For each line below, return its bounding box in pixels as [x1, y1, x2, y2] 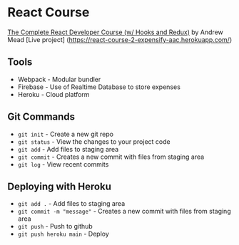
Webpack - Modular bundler [17, 75, 101, 83]
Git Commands [7, 111, 76, 123]
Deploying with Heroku [7, 180, 112, 192]
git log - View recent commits [17, 160, 109, 168]
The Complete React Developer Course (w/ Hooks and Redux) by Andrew [7, 28, 223, 36]
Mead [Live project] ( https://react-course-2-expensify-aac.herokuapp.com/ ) [7, 35, 233, 43]
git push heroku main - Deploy [17, 229, 109, 239]
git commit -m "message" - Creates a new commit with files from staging [17, 207, 231, 216]
